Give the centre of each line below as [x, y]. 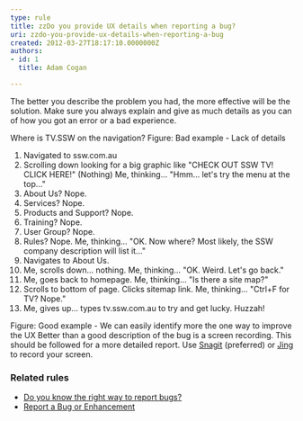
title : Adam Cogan [53, 68]
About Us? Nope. [55, 193]
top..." [34, 184]
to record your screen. [52, 354]
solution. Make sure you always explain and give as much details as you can [151, 111]
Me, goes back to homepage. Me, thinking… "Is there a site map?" [146, 279]
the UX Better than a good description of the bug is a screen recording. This [151, 335]
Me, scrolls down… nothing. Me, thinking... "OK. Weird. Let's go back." [153, 270]
